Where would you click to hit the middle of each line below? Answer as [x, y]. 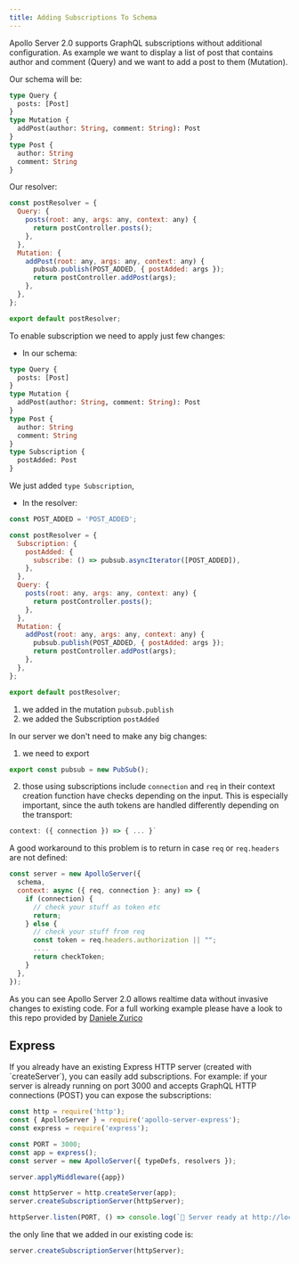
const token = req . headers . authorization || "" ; [125, 941]
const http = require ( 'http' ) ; [67, 1112]
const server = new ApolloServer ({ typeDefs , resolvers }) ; [123, 1161]
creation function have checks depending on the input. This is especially [155, 796]
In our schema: [49, 353]
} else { [41, 924]
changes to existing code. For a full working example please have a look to [146, 1008]
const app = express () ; [53, 1153]
